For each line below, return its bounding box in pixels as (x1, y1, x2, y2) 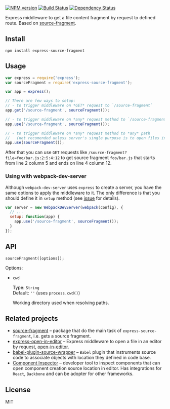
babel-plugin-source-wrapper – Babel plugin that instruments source (12, 349, 156, 355)
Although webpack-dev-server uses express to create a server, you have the (5, 184, 162, 190)
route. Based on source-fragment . (5, 20, 76, 26)
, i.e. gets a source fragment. (31, 333, 91, 339)
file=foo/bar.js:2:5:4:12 (5, 156, 60, 161)
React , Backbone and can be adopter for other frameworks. (12, 370, 134, 377)
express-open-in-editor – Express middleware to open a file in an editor (12, 339, 162, 345)
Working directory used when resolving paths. (12, 300, 109, 306)
